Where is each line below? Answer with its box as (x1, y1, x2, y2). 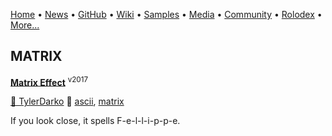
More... (10, 19, 40, 31)
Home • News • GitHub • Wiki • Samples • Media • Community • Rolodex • (10, 9, 323, 20)
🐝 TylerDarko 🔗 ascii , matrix (10, 95, 125, 108)
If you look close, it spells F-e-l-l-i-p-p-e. (10, 115, 181, 127)
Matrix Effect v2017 (10, 74, 89, 88)
